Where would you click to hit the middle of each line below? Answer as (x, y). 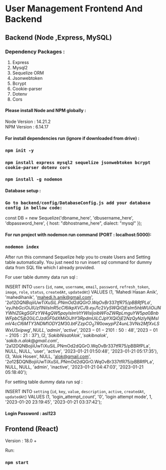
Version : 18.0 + (21, 441)
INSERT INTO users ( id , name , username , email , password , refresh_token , (78, 287)
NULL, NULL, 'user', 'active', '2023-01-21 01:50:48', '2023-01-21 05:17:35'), (82, 351)
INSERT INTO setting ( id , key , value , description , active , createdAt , (75, 392)
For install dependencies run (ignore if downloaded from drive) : (72, 138)
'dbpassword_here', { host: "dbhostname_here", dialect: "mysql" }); (74, 223)
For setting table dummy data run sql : (44, 382)
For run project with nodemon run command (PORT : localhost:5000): (78, 235)
